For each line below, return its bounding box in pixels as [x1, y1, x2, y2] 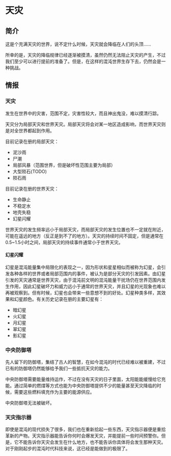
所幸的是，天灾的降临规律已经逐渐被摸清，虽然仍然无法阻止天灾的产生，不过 [5, 52, 166, 58]
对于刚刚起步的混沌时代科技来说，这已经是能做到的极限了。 [5, 445, 130, 452]
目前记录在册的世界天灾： [5, 185, 59, 191]
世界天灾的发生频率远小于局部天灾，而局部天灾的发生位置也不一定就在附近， [5, 226, 166, 232]
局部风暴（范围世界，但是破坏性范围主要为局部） [12, 162, 116, 168]
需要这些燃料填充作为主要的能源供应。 [14, 389, 95, 395]
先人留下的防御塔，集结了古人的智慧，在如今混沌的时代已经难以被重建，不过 [5, 359, 166, 365]
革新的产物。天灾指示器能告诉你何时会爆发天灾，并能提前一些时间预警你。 [5, 433, 161, 439]
